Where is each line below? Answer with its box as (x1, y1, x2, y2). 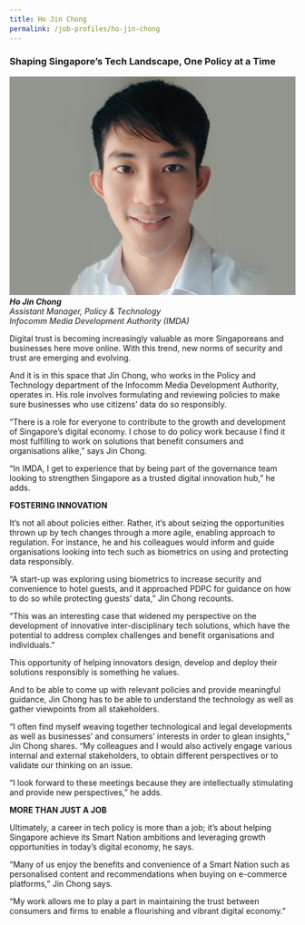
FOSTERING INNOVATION (9, 500, 108, 511)
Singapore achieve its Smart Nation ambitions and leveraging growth (9, 832, 266, 843)
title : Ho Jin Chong (9, 15, 88, 24)
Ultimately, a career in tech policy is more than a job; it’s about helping (9, 822, 272, 833)
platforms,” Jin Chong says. (9, 879, 113, 890)
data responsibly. (9, 556, 74, 567)
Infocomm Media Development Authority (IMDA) (9, 316, 190, 327)
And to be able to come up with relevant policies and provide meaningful (9, 684, 281, 695)
